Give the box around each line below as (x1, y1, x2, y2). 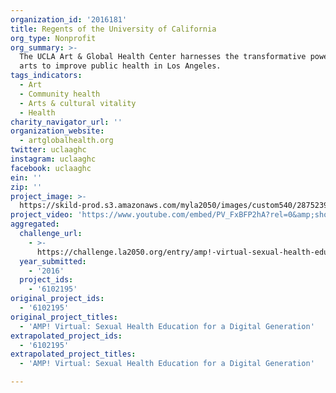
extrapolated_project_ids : (10, 331, 123, 341)
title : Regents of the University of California (10, 24, 217, 34)
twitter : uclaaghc (10, 145, 87, 155)
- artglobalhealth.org (19, 136, 114, 146)
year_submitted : (19, 256, 87, 266)
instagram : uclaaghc (10, 154, 97, 164)
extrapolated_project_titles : (10, 349, 137, 360)
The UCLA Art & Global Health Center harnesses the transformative (19, 52, 307, 62)
